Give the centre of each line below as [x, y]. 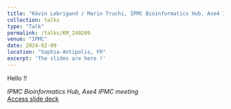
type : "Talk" [26, 26]
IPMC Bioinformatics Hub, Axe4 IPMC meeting [73, 91]
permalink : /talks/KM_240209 [49, 33]
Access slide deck [33, 99]
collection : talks [33, 20]
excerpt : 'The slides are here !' [57, 59]
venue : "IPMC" [27, 39]
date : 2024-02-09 [32, 46]
